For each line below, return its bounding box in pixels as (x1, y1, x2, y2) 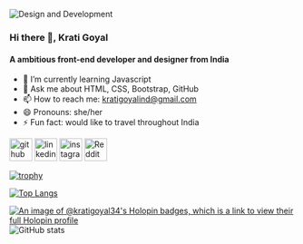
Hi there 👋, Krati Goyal (9, 31, 109, 44)
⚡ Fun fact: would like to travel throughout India (22, 117, 200, 128)
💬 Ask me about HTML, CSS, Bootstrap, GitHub (22, 83, 200, 94)
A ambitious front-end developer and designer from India (9, 54, 230, 64)
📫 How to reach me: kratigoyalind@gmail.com (22, 93, 197, 104)
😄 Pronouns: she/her (22, 107, 103, 118)
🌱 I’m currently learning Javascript (22, 73, 151, 85)
